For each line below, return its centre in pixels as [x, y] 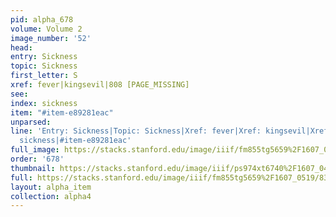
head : [21, 47]
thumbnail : [33, 168]
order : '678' [37, 159]
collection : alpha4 [51, 196]
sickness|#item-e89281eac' [75, 141]
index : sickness [44, 103]
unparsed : [31, 122]
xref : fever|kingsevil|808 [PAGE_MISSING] [100, 85]
